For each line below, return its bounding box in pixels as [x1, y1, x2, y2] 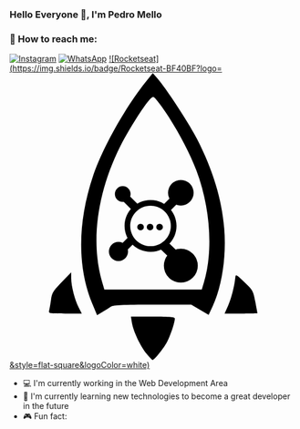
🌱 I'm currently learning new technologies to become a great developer [22, 391, 291, 402]
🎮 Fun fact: [22, 411, 67, 422]
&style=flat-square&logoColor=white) [9, 360, 150, 371]
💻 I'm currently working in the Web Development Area [22, 378, 228, 389]
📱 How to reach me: [9, 32, 98, 45]
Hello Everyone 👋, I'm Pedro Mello [9, 8, 162, 21]
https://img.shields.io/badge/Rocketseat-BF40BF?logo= [12, 63, 222, 74]
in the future [22, 401, 69, 412]
